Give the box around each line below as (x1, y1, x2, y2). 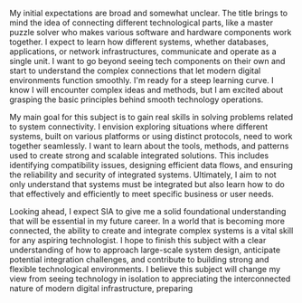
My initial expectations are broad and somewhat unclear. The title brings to (9, 8, 288, 18)
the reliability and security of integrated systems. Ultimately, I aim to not (9, 169, 278, 180)
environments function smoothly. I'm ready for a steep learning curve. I (9, 75, 274, 85)
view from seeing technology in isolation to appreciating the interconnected (9, 273, 291, 284)
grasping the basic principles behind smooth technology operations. (9, 94, 264, 105)
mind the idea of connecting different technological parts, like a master (9, 17, 274, 28)
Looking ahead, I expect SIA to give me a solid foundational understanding (9, 206, 287, 216)
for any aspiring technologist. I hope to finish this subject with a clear (9, 235, 267, 245)
